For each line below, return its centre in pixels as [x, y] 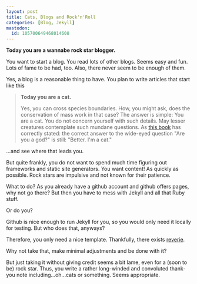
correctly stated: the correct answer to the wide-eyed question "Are [103, 134]
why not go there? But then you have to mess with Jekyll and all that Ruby [96, 193]
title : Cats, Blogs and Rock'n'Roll [51, 17]
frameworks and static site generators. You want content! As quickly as [92, 169]
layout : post [22, 11]
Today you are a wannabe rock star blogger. [61, 50]
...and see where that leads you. [45, 151]
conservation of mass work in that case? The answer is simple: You [102, 115]
